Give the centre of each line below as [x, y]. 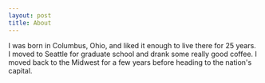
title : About [30, 23]
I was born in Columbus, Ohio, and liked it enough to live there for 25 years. [132, 45]
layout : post [30, 15]
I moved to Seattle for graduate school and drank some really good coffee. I [133, 54]
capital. [20, 70]
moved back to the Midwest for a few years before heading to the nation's [130, 62]
